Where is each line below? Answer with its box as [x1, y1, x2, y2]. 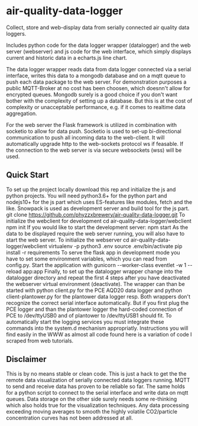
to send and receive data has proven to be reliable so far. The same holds [6, 383, 185, 390]
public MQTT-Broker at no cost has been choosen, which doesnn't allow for [6, 84, 191, 91]
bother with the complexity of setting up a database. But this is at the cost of [6, 97, 193, 104]
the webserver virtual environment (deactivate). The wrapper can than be [6, 280, 185, 287]
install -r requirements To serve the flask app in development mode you [6, 249, 180, 256]
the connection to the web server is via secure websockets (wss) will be [6, 147, 182, 154]
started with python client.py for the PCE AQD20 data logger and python [6, 287, 182, 294]
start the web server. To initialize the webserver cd [6, 236, 129, 243]
